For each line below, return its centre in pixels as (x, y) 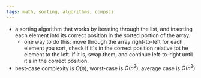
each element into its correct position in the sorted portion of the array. (103, 35)
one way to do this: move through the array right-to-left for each (103, 41)
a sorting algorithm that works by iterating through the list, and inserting (104, 29)
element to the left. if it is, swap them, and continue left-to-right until (108, 54)
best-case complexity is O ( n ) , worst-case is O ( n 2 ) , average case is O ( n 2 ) (105, 68)
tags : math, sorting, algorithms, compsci (60, 12)
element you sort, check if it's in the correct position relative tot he (106, 48)
